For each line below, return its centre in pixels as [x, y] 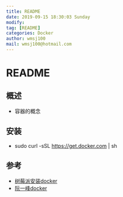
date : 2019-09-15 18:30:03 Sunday [48, 17]
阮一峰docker [31, 188]
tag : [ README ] [23, 28]
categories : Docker [30, 33]
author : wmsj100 [26, 39]
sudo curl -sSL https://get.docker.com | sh [66, 146]
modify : [16, 22]
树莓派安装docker [36, 181]
